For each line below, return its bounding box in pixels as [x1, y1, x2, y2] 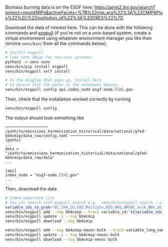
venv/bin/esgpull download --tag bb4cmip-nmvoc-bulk [5, 237, 117, 242]
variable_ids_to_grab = [5, 204, 52, 209]
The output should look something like [5, 114, 84, 120]
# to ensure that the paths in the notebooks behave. [5, 82, 120, 87]
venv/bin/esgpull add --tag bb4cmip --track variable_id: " [5, 209, 131, 214]
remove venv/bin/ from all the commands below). [5, 40, 107, 46]
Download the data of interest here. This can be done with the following [5, 24, 153, 30]
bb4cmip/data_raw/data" [5, 155, 55, 160]
